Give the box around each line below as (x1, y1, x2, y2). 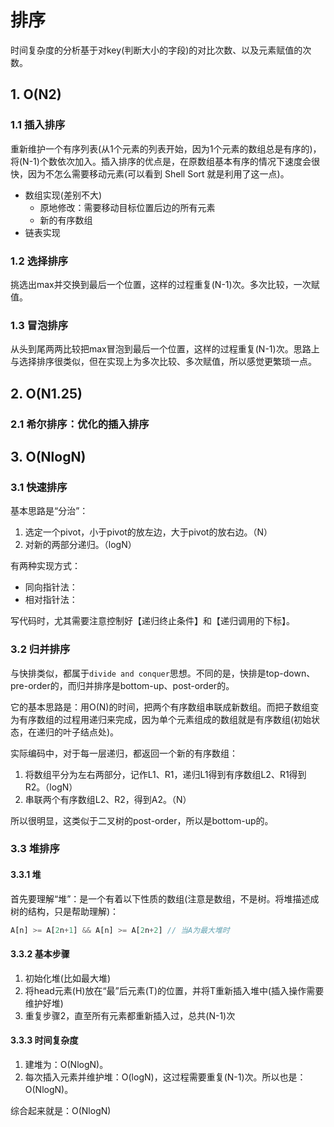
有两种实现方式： (10, 560, 81, 572)
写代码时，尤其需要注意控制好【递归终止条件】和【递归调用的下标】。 (10, 615, 295, 627)
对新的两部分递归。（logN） (24, 539, 137, 551)
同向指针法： (24, 581, 78, 593)
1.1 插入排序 (10, 118, 66, 132)
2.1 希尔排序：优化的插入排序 (10, 417, 150, 431)
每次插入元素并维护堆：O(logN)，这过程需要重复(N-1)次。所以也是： (24, 1071, 307, 1083)
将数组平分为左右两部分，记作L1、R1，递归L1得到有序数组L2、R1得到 (24, 768, 307, 780)
